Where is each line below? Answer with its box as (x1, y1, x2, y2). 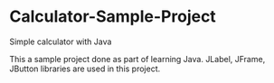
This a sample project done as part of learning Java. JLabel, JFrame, (9, 53, 266, 64)
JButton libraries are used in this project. (9, 63, 161, 74)
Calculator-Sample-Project (9, 6, 217, 27)
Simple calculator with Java (9, 36, 112, 47)
